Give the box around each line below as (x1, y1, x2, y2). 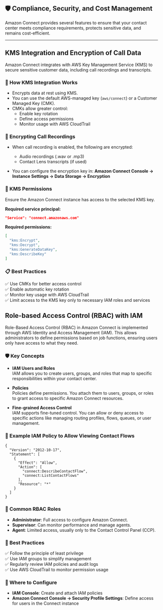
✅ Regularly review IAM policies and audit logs (5, 561, 98, 567)
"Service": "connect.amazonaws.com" (5, 215, 79, 220)
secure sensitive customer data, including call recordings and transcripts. (5, 67, 152, 72)
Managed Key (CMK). (12, 100, 55, 106)
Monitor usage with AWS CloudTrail (19, 121, 91, 127)
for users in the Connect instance (12, 600, 79, 607)
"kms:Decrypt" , (9, 243, 40, 247)
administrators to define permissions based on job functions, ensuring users (5, 335, 158, 341)
